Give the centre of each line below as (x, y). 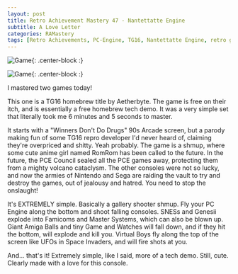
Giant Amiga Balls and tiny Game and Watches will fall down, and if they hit (116, 227)
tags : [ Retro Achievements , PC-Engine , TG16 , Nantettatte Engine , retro (117, 40)
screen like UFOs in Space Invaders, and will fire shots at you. (97, 242)
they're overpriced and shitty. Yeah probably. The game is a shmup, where (116, 145)
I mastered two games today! (50, 88)
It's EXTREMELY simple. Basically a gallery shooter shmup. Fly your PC (111, 204)
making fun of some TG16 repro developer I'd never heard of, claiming (110, 138)
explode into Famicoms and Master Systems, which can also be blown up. (115, 219)
